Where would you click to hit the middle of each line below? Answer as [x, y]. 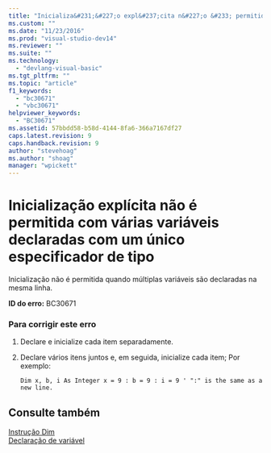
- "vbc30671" [38, 106]
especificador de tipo [81, 257]
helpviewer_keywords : [45, 114]
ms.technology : [34, 61]
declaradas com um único [97, 240]
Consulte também [54, 412]
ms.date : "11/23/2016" [46, 31]
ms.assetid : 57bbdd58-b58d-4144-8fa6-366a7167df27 [95, 128]
